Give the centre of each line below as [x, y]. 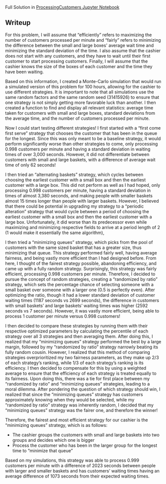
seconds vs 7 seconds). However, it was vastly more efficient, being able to [82, 311]
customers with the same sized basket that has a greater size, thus [73, 247]
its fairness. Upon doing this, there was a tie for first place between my [78, 378]
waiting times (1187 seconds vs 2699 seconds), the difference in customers [82, 300]
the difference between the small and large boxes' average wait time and [80, 45]
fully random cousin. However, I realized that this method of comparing [78, 352]
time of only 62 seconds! [30, 165]
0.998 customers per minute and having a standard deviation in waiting [78, 149]
